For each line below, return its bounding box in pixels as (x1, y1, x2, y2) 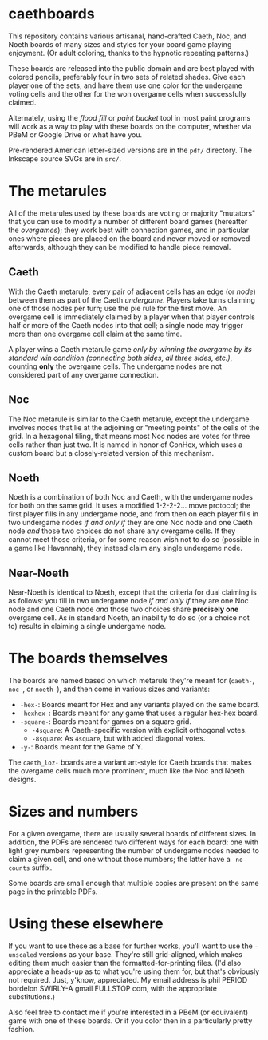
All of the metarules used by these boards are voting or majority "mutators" (8, 208, 256, 218)
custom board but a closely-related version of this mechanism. (8, 448, 214, 457)
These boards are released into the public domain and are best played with (8, 63, 254, 73)
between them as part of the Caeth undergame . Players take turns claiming (8, 295, 255, 304)
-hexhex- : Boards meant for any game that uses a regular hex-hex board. (19, 708, 259, 718)
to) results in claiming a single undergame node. (8, 622, 167, 631)
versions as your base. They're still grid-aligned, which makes (38, 949, 243, 959)
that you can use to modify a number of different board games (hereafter (8, 216, 248, 226)
